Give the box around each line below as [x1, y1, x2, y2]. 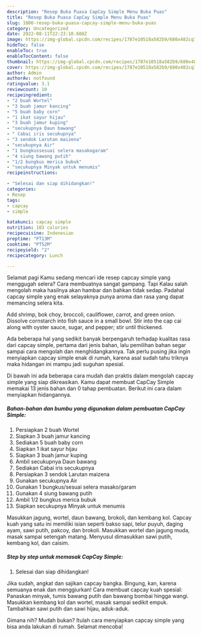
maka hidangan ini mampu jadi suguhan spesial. [7, 361, 125, 368]
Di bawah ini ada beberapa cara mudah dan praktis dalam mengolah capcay [7, 372, 194, 379]
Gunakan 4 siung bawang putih [15, 490, 93, 497]
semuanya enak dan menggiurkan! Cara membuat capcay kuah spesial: [7, 586, 183, 593]
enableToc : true [7, 48, 47, 54]
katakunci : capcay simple [7, 219, 71, 225]
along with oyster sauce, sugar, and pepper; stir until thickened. [7, 324, 163, 331]
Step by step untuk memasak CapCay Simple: [7, 553, 123, 560]
